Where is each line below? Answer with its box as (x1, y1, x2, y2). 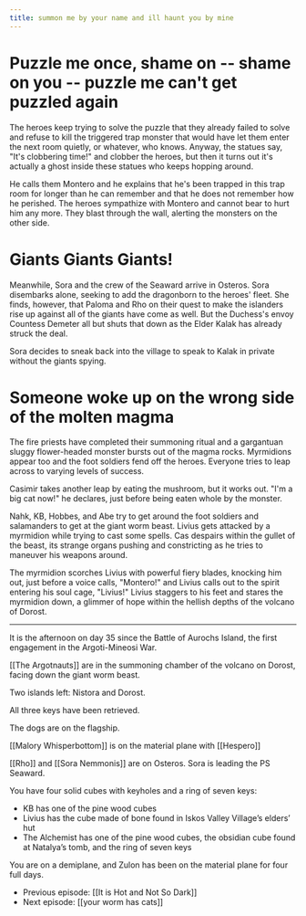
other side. (9, 216, 50, 228)
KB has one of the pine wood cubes (22, 803, 158, 814)
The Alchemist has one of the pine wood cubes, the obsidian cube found (22, 832, 296, 843)
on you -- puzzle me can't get (9, 72, 238, 92)
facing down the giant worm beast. (9, 669, 140, 680)
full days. (9, 869, 44, 880)
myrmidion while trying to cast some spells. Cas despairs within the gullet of (9, 531, 296, 542)
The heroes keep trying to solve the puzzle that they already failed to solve (9, 121, 291, 132)
